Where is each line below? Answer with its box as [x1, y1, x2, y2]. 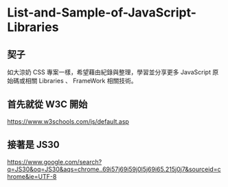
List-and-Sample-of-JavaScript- [7, 5, 197, 21]
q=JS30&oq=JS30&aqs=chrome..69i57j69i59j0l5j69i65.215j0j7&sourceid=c [7, 165, 221, 173]
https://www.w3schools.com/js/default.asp [7, 117, 129, 125]
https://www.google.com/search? [7, 157, 102, 166]
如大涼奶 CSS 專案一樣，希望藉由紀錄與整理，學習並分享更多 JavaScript [7, 68, 212, 76]
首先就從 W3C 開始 [7, 98, 88, 111]
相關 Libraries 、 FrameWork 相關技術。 [25, 77, 137, 85]
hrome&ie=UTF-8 [7, 172, 57, 180]
